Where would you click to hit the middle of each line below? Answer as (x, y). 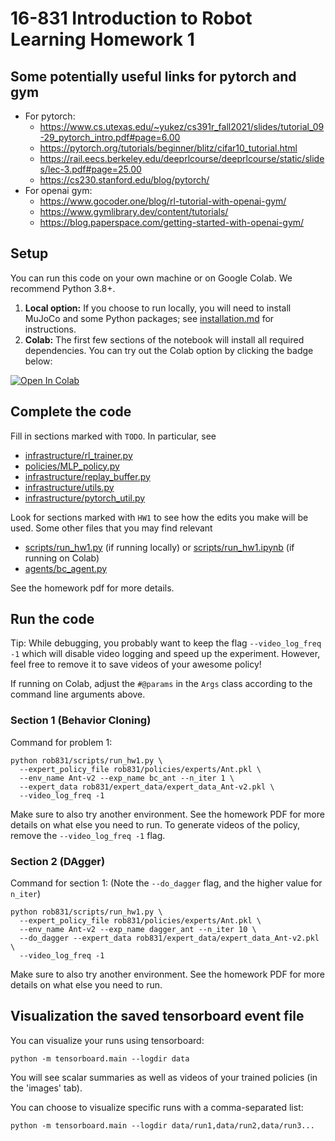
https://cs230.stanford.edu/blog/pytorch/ (124, 180)
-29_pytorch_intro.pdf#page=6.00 (110, 137)
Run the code (52, 619)
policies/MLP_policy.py (72, 466)
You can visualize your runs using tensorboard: (107, 1040)
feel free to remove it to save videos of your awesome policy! (136, 664)
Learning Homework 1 (102, 39)
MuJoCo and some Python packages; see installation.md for (149, 318)
